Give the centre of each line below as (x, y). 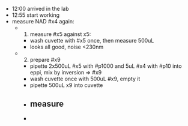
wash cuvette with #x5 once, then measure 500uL (92, 40)
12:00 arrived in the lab (40, 9)
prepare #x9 (45, 60)
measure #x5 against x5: (60, 34)
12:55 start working (36, 15)
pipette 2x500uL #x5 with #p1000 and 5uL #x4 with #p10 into (106, 66)
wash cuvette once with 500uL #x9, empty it (85, 79)
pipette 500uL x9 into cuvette (66, 85)
